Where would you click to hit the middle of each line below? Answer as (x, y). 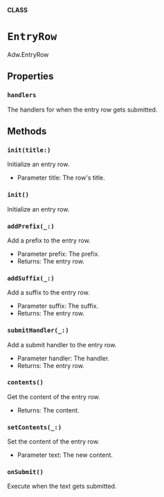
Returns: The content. (48, 410)
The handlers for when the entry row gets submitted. (82, 110)
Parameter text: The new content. (65, 455)
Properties (30, 77)
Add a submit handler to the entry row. (62, 345)
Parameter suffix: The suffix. (58, 306)
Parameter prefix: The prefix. (58, 254)
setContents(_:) (35, 427)
